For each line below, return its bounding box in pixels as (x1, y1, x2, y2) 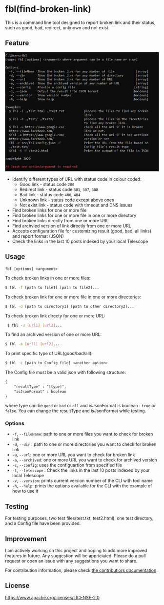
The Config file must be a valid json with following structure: (5, 370, 126, 376)
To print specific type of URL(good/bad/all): (5, 351, 93, 356)
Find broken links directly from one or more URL (12, 217, 109, 223)
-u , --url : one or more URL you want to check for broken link (12, 452, 135, 458)
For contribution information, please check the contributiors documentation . (5, 567, 158, 573)
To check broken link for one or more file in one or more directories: (5, 294, 142, 300)
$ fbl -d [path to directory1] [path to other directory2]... (5, 304, 134, 309)
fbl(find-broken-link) (5, 3, 91, 15)
